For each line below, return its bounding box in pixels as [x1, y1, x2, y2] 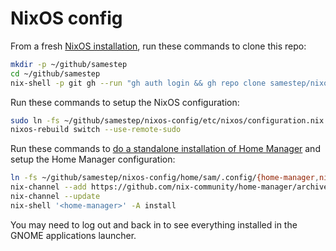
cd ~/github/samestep [10, 68, 101, 79]
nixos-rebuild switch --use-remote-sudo [10, 125, 182, 135]
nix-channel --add [10, 182, 87, 192]
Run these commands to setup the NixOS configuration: [10, 96, 240, 108]
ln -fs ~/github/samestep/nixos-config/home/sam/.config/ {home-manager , [10, 173, 320, 183]
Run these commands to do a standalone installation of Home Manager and [10, 143, 321, 155]
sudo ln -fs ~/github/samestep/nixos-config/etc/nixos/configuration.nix [10, 115, 325, 126]
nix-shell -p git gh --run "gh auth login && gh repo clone [10, 78, 267, 88]
